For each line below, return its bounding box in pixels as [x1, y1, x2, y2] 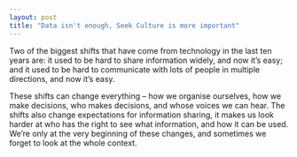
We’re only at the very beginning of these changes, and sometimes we [9, 128, 267, 138]
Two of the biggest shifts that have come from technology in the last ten [9, 45, 272, 56]
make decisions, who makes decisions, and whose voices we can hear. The [9, 100, 285, 110]
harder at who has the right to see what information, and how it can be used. [9, 118, 289, 129]
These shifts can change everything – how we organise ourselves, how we [9, 90, 282, 101]
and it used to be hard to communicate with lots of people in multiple [9, 64, 260, 75]
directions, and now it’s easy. [9, 73, 115, 84]
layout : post [9, 12, 58, 22]
